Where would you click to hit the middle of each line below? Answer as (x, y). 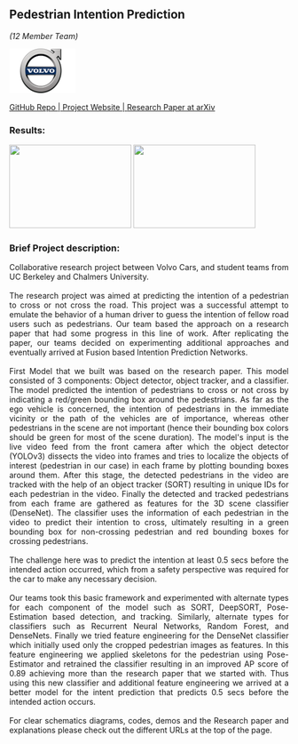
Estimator (27, 664)
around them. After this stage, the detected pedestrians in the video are (149, 476)
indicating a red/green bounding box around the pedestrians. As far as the (149, 400)
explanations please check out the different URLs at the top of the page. (141, 730)
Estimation (28, 617)
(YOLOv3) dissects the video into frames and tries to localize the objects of (149, 456)
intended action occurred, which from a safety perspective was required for (149, 570)
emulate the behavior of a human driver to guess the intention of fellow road (149, 315)
